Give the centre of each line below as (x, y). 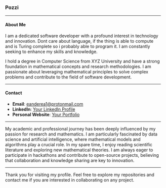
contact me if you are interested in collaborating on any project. (70, 180)
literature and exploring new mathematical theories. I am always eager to (79, 150)
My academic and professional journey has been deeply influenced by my (80, 128)
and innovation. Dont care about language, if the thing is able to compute (80, 41)
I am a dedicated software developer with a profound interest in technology (82, 36)
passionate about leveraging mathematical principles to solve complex (77, 71)
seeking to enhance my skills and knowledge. (51, 52)
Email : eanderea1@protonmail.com (48, 104)
